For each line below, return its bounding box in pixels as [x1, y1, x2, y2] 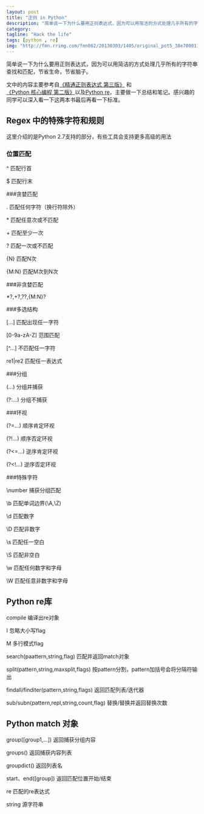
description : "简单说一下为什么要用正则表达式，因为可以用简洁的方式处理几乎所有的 [6, 20, 194, 26]
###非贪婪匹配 [6, 280, 44, 288]
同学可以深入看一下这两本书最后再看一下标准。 [6, 96, 123, 103]
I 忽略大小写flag [6, 627, 46, 634]
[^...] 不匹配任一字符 [6, 344, 56, 352]
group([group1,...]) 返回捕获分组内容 [6, 736, 96, 743]
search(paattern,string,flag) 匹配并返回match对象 [6, 652, 129, 660]
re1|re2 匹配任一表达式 [6, 357, 63, 364]
